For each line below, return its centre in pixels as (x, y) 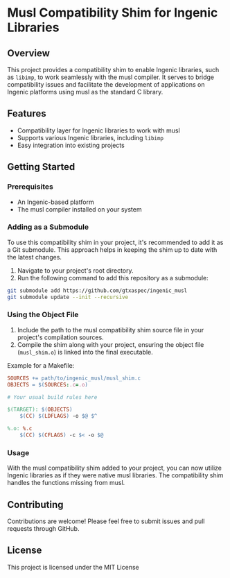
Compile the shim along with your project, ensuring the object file (110, 344)
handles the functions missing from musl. (66, 483)
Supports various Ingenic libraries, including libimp (90, 137)
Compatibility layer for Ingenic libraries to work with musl (98, 130)
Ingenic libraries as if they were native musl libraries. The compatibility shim (115, 475)
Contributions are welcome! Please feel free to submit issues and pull (106, 521)
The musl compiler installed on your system (79, 209)
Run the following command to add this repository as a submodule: (113, 278)
